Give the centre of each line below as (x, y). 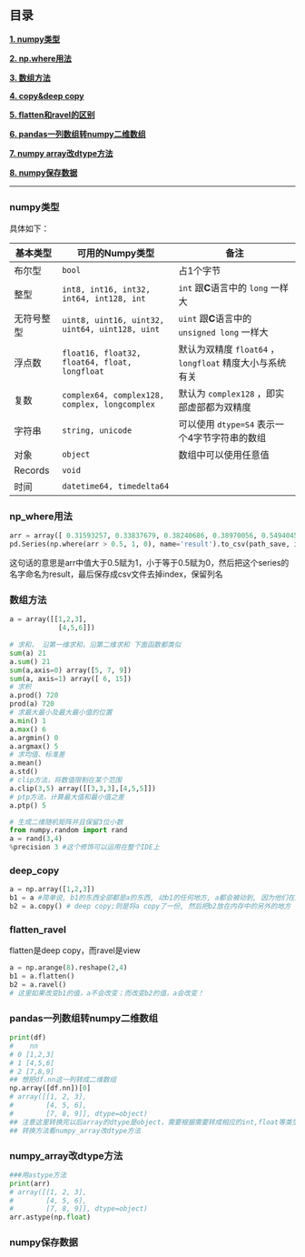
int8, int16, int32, (107, 290)
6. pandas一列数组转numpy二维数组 (78, 134)
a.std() (24, 772)
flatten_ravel (38, 930)
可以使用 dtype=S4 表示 (226, 425)
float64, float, (97, 362)
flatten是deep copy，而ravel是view (75, 950)
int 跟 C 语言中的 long (223, 288)
